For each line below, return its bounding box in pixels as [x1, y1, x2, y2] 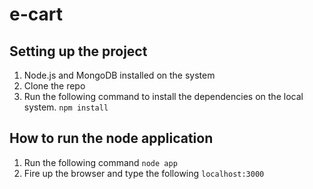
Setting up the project [9, 43, 148, 60]
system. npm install [23, 101, 109, 113]
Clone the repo [23, 80, 86, 92]
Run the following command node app [23, 156, 178, 168]
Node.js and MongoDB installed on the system [23, 69, 216, 81]
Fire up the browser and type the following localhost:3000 [23, 167, 265, 179]
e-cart [9, 3, 63, 26]
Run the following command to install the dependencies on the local [23, 91, 304, 102]
